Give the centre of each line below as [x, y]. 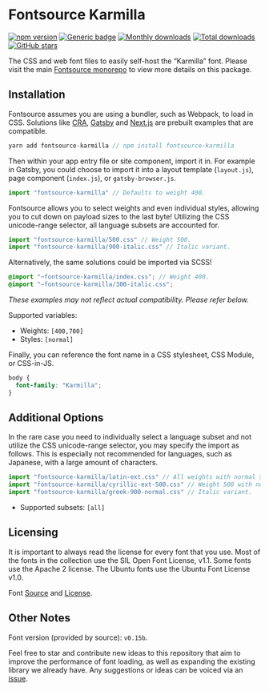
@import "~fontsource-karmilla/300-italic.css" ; [91, 285]
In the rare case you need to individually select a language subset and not [130, 437]
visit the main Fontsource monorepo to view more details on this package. [130, 69]
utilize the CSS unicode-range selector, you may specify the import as [124, 445]
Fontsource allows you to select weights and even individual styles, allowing [134, 208]
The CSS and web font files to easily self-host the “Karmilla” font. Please [128, 61]
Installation [37, 95]
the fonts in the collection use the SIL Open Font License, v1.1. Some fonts [130, 560]
